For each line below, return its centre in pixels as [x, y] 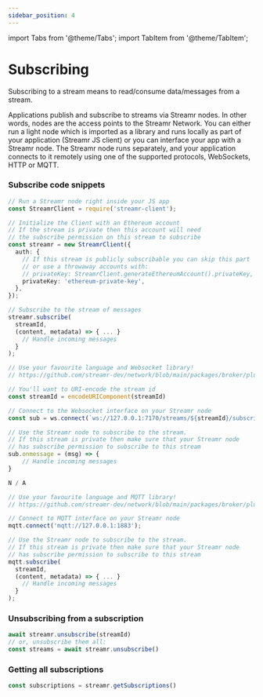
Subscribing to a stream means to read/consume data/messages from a [124, 91]
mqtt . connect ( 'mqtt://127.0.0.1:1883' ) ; [75, 526]
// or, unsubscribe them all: [58, 642]
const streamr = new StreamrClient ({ [70, 245]
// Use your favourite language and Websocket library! [101, 368]
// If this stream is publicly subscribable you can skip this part [136, 259]
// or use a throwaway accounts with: [85, 266]
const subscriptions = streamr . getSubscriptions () [92, 686]
